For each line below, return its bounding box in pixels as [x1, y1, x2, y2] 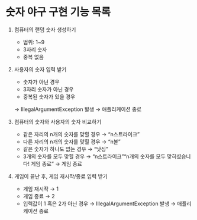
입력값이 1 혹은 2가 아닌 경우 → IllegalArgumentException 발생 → [22, 200, 176, 207]
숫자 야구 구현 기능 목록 [5, 5, 111, 19]
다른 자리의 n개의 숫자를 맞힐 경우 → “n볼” [22, 138, 121, 145]
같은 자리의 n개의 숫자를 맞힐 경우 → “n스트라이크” [22, 130, 140, 137]
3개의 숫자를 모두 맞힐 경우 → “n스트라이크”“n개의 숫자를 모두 [22, 153, 166, 160]
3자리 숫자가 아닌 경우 [22, 86, 74, 93]
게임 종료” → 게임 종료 [31, 160, 82, 167]
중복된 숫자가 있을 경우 [22, 93, 76, 100]
